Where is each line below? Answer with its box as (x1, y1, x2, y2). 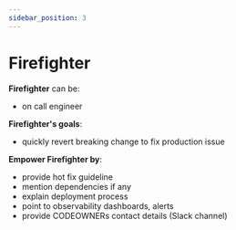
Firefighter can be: (8, 83, 80, 94)
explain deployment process (21, 191, 128, 202)
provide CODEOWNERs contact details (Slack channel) (21, 210, 229, 221)
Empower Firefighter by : (8, 153, 102, 164)
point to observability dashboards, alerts (21, 200, 174, 211)
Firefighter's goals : (8, 118, 83, 129)
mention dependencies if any (21, 181, 131, 192)
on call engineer (21, 100, 83, 111)
